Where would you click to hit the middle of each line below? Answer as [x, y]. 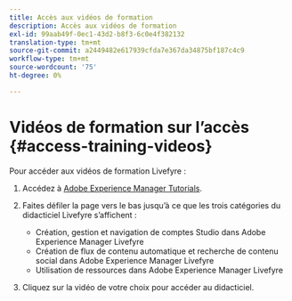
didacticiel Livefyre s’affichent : [79, 215]
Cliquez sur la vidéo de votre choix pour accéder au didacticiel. [138, 287]
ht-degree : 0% [36, 76]
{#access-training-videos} [111, 146]
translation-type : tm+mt [55, 42]
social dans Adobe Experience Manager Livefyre [125, 260]
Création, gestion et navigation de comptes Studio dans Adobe [150, 232]
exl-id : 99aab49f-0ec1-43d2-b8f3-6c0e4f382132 [97, 34]
